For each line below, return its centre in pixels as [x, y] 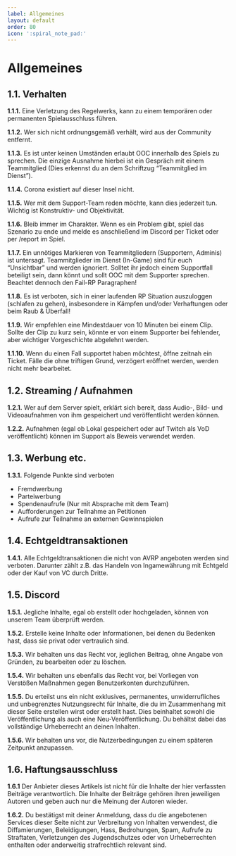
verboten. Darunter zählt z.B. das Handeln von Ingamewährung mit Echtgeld [118, 565]
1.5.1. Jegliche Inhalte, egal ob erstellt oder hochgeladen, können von [108, 612]
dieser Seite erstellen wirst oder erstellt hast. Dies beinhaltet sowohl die [111, 711]
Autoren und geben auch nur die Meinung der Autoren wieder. [98, 801]
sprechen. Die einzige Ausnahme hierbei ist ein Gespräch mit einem [106, 161]
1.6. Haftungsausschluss [63, 769]
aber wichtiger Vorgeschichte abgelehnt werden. [78, 340]
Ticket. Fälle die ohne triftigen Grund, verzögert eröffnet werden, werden [113, 361]
